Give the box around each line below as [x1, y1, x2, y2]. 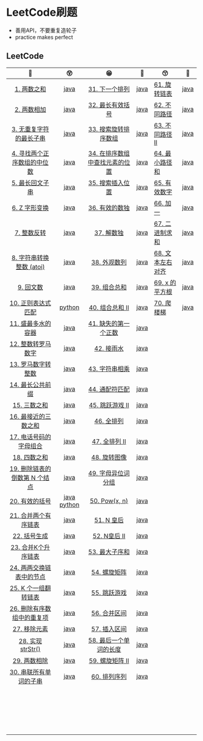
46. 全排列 [94, 417, 124, 425]
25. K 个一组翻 [10, 584, 51, 592]
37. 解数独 [94, 228, 124, 237]
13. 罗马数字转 [9, 360, 51, 368]
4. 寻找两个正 [11, 149, 50, 157]
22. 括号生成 [12, 532, 48, 540]
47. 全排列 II [91, 437, 126, 445]
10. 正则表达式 [9, 299, 51, 307]
